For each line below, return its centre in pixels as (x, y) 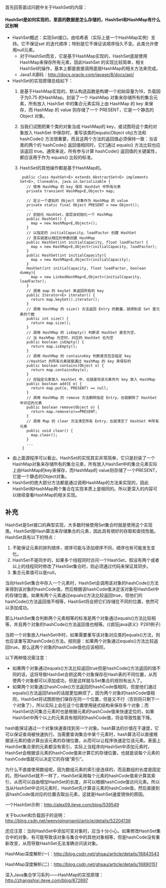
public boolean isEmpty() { (55, 342)
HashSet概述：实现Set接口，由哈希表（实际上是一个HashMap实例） (82, 38)
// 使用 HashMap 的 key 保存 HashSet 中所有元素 (74, 187)
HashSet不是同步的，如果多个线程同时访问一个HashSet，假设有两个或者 (86, 560)
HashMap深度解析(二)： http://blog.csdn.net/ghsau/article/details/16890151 (81, 864)
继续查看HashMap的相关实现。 (48, 495)
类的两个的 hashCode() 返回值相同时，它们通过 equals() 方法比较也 (88, 145)
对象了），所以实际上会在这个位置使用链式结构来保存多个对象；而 (83, 705)
